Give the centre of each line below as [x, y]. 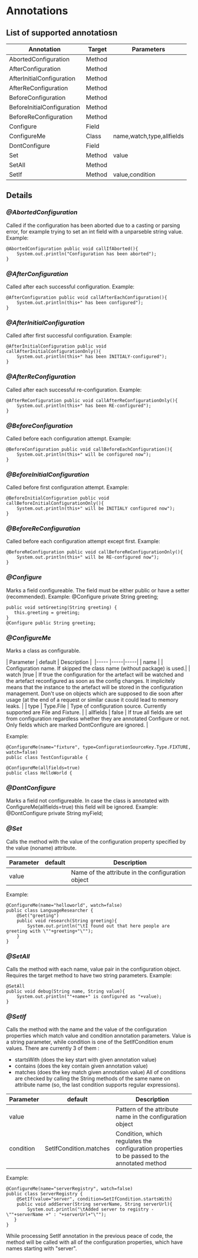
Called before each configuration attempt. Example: [69, 438]
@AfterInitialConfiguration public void [57, 346]
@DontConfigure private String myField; [55, 813]
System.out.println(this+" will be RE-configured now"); [88, 557]
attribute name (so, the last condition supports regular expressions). [97, 1085]
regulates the [134, 1141]
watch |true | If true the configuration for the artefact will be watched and [95, 675]
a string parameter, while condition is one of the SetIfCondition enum [90, 1042]
